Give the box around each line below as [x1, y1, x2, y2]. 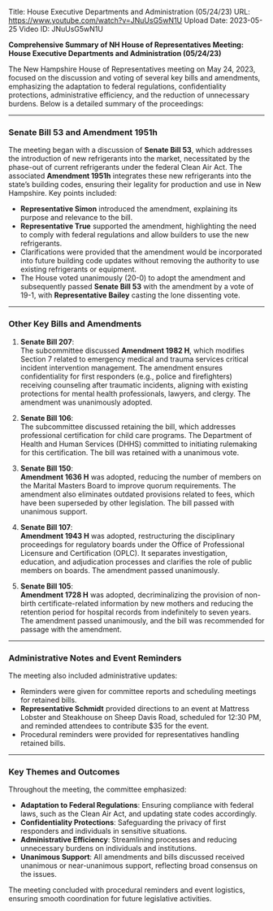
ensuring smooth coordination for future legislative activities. [8, 894, 212, 904]
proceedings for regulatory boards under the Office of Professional [19, 540, 245, 549]
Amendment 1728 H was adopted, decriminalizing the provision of [19, 589, 244, 600]
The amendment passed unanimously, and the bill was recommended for [19, 615, 265, 625]
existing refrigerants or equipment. [19, 264, 136, 275]
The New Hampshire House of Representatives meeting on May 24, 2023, [8, 64, 256, 74]
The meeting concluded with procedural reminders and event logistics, [8, 885, 245, 895]
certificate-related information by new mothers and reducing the [37, 598, 253, 608]
